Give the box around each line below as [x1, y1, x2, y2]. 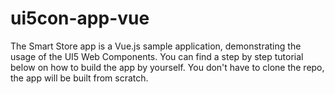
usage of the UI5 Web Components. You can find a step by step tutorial [10, 50, 304, 62]
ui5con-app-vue [10, 7, 150, 30]
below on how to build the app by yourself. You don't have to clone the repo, [10, 61, 325, 73]
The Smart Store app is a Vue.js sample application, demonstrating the [10, 40, 302, 52]
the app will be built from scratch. [10, 72, 149, 84]
